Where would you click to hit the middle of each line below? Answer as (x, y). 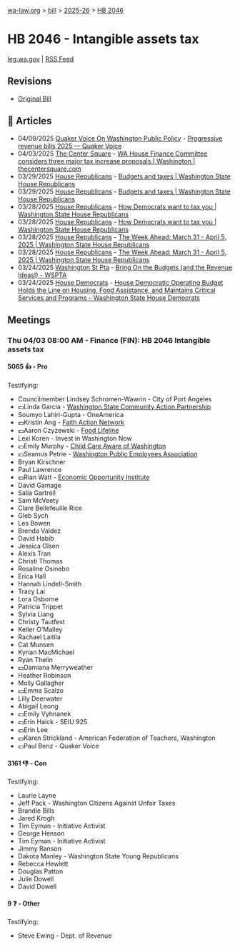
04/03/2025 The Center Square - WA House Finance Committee (112, 154)
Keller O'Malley (40, 630)
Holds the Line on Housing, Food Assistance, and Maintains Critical (116, 290)
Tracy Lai (31, 591)
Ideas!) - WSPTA (42, 275)
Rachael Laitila (39, 637)
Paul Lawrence (40, 470)
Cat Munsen (36, 645)
